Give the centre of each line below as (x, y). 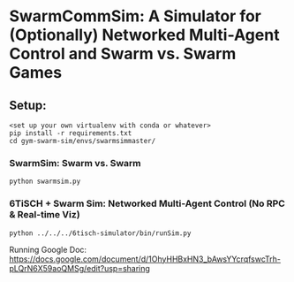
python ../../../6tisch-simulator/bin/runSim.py (100, 233)
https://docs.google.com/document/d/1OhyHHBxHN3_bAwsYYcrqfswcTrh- (145, 259)
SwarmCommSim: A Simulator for (136, 16)
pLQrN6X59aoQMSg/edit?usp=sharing (79, 268)
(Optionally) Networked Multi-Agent (144, 35)
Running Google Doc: (48, 249)
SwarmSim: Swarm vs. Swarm (75, 163)
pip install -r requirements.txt (71, 133)
